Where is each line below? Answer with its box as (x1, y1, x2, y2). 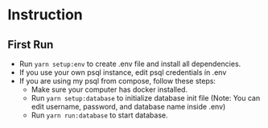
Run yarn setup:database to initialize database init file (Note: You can (31, 93, 261, 102)
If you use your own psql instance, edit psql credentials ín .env (19, 68, 227, 77)
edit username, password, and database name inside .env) (31, 102, 226, 111)
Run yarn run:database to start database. (31, 110, 168, 120)
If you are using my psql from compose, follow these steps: (19, 76, 216, 85)
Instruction (7, 6, 83, 24)
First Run (7, 38, 54, 52)
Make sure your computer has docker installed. (31, 85, 188, 94)
